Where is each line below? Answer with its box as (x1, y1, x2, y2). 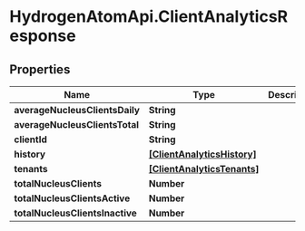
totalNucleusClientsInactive (14, 207, 138, 219)
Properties (9, 62, 71, 77)
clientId (14, 133, 48, 146)
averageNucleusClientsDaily (14, 104, 141, 116)
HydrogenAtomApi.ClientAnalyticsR (9, 6, 289, 27)
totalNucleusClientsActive (14, 192, 131, 205)
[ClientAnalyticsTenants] (148, 163, 260, 175)
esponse (9, 25, 76, 46)
